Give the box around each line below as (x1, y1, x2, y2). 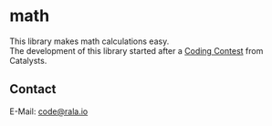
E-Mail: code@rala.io (9, 106, 89, 117)
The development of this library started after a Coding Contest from (9, 45, 264, 56)
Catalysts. (9, 55, 47, 66)
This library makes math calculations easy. (9, 36, 170, 47)
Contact (9, 81, 57, 97)
